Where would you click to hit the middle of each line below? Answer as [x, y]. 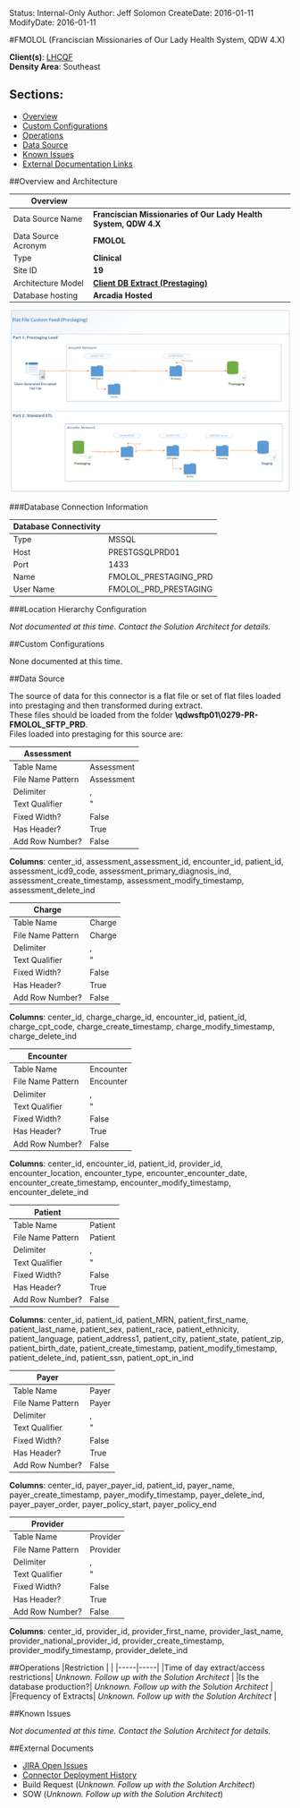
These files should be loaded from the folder [91, 714]
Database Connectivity [57, 526]
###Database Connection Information [79, 507]
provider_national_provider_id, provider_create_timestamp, [117, 1641]
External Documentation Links [77, 164]
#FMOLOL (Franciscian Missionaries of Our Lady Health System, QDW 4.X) [147, 40]
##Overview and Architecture [63, 181]
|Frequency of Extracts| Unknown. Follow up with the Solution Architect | [143, 1696]
